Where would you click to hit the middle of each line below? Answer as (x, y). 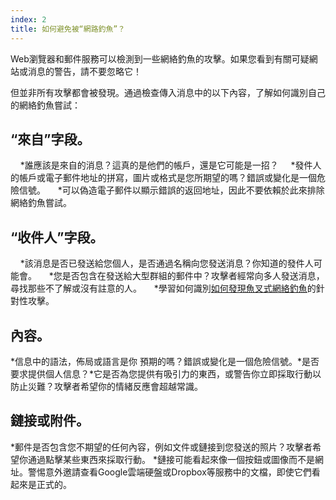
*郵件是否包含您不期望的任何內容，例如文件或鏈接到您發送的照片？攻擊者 (161, 447)
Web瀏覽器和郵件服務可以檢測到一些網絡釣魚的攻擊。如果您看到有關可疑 (160, 58)
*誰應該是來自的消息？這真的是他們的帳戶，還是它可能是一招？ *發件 (166, 165)
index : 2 (28, 19)
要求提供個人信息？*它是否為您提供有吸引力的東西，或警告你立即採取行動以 (166, 373)
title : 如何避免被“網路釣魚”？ (68, 29)
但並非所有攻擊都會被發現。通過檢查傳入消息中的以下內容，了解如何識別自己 (168, 92)
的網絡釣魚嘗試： (45, 105)
